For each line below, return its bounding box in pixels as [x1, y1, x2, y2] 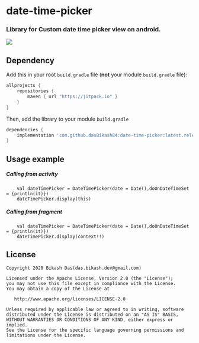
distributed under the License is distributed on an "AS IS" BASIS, [6, 312, 179, 318]
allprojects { [6, 83, 41, 89]
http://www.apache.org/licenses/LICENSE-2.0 [14, 296, 126, 302]
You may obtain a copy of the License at [6, 286, 110, 292]
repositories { [17, 88, 54, 94]
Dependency [6, 55, 54, 66]
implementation [17, 132, 54, 138]
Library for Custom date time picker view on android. [6, 25, 161, 34]
